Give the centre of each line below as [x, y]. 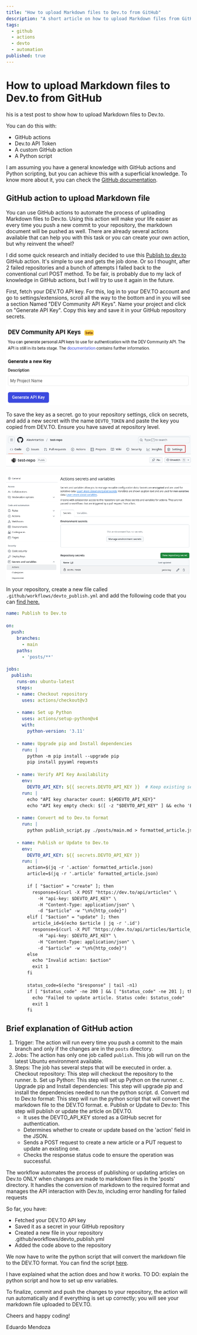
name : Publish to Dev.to [36, 613]
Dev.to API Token [35, 143]
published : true [26, 56]
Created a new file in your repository [59, 1233]
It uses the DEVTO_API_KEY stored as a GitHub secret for [93, 1118]
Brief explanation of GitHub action [69, 1028]
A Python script [33, 156]
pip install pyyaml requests [63, 762]
